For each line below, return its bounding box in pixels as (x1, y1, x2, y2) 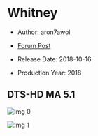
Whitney (7, 5, 58, 21)
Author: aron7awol (17, 28, 71, 36)
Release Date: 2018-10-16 (17, 54, 92, 63)
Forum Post (17, 41, 51, 50)
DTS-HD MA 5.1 (7, 89, 76, 100)
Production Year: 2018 (17, 68, 82, 77)
